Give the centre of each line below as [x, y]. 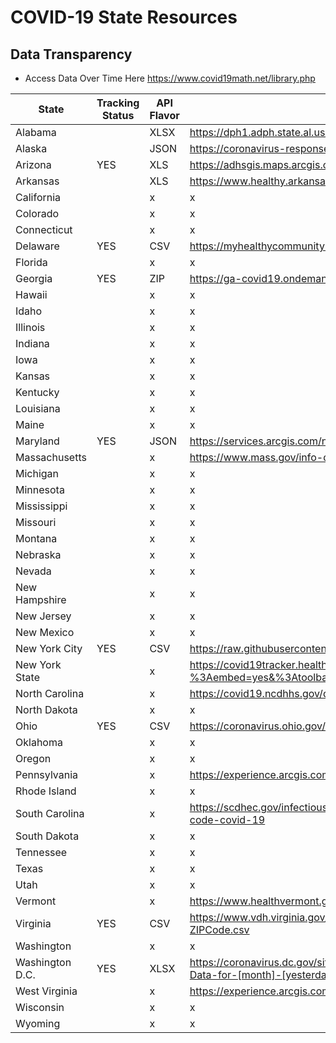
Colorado [37, 213]
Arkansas [37, 181]
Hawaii [31, 294]
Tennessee [41, 852]
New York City [49, 648]
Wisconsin [40, 1007]
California [38, 197]
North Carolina [50, 693]
